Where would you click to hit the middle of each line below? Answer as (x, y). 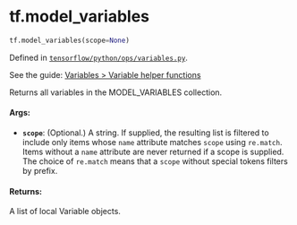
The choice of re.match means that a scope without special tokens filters (155, 161)
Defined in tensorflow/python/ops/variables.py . (98, 57)
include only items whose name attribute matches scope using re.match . (152, 143)
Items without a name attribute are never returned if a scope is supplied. (153, 152)
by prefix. (40, 171)
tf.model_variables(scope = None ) (69, 40)
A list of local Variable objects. (65, 212)
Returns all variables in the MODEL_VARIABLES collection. (116, 92)
